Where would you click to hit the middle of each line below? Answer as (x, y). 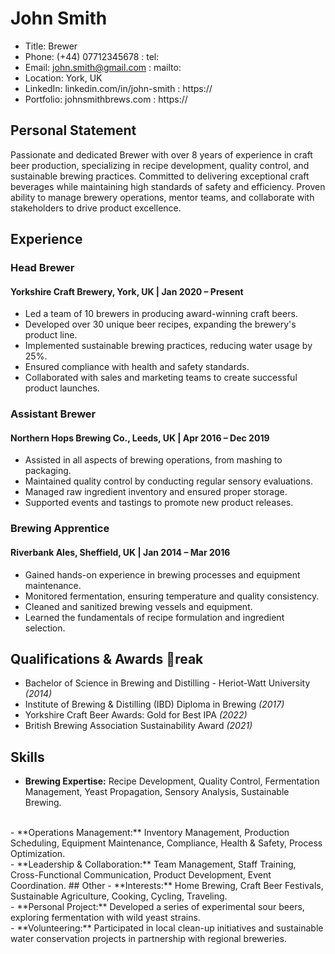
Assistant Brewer (53, 414)
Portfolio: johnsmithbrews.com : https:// (106, 99)
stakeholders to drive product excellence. (96, 208)
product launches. (62, 388)
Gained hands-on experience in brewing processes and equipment (162, 574)
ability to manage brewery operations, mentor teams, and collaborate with (162, 197)
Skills (27, 757)
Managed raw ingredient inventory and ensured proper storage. (156, 492)
